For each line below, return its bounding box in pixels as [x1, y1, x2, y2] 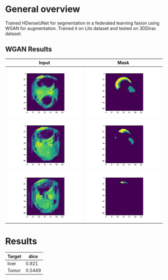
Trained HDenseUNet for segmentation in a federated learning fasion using [5, 20, 160, 26]
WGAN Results [5, 45, 52, 53]
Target [7, 253, 21, 259]
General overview [5, 3, 80, 15]
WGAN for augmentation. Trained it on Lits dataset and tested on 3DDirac [5, 25, 156, 31]
